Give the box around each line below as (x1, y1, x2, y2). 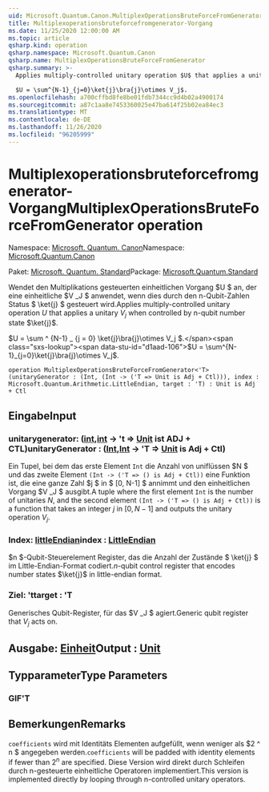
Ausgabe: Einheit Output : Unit (8, 641, 161, 655)
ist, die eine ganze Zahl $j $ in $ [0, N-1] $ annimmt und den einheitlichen (8, 479, 251, 488)
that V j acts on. (8, 616, 58, 628)
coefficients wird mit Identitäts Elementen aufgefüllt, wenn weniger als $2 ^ (8, 738, 261, 748)
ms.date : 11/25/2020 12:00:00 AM (8, 26, 120, 34)
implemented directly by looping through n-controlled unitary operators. (8, 774, 246, 784)
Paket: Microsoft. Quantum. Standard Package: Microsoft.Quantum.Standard (8, 266, 259, 277)
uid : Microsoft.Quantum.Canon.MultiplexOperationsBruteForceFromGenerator (8, 11, 263, 20)
